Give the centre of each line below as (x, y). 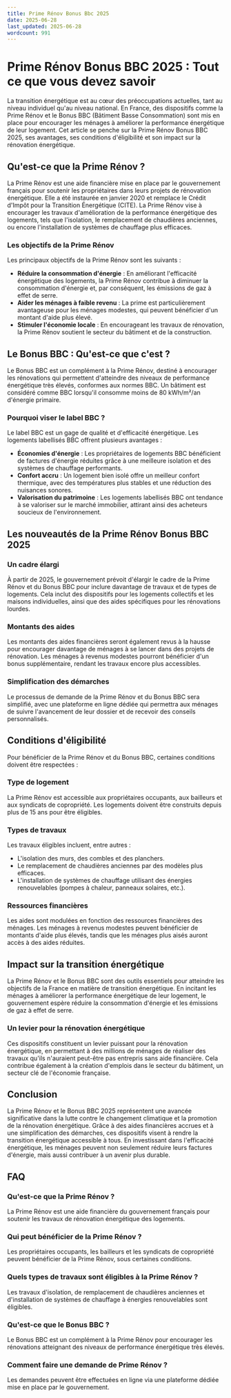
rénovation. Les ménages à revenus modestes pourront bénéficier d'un (108, 656)
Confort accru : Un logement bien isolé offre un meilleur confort (108, 476)
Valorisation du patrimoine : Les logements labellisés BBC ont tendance (120, 497)
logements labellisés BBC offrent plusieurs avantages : (84, 440)
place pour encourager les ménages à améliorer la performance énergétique (116, 123)
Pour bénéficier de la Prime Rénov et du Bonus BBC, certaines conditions (111, 757)
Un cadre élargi (33, 564)
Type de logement (38, 783)
